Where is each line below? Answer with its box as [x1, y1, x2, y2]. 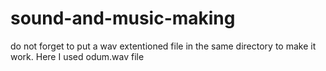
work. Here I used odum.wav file [10, 50, 145, 62]
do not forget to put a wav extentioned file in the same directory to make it [10, 40, 317, 52]
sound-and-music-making [10, 7, 236, 30]
